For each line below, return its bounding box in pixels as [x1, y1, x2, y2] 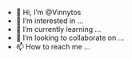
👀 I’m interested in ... [15, 16, 84, 26]
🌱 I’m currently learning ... [15, 25, 102, 33]
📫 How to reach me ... [15, 42, 90, 51]
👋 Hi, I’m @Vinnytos [15, 8, 82, 17]
